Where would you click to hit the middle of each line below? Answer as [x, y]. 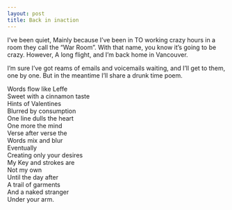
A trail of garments [34, 184]
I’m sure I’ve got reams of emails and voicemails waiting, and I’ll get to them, [116, 68]
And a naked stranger [38, 192]
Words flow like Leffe [38, 89]
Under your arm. [31, 199]
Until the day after [33, 177]
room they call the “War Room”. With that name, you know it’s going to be [112, 47]
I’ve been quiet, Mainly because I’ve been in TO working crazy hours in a [111, 40]
